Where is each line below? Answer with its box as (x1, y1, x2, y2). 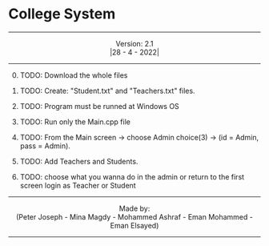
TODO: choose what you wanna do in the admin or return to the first (19, 171, 245, 181)
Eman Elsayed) (110, 220, 159, 230)
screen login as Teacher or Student (19, 180, 136, 190)
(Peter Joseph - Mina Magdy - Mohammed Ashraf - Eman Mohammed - (15, 212, 254, 221)
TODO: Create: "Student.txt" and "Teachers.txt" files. (19, 86, 195, 95)
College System (8, 5, 116, 23)
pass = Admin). (19, 141, 70, 151)
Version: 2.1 (115, 38, 154, 48)
